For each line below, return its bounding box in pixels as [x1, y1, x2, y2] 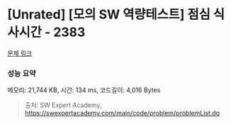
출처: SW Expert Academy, [24, 101, 102, 110]
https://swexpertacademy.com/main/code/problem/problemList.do [24, 109, 220, 118]
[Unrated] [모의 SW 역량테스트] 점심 [7, 6, 210, 23]
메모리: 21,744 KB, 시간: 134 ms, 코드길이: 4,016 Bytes [7, 86, 161, 94]
